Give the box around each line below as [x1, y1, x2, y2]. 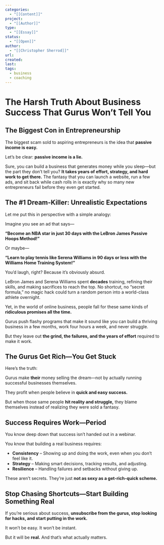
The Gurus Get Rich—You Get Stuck [5, 352, 117, 361]
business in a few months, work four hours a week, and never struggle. [5, 323, 148, 329]
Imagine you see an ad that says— [5, 221, 75, 227]
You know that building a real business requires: [5, 441, 102, 447]
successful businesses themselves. [5, 380, 77, 386]
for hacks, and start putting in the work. [5, 516, 88, 521]
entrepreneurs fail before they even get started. [5, 184, 101, 190]
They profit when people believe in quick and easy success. [5, 389, 128, 395]
